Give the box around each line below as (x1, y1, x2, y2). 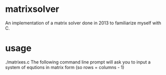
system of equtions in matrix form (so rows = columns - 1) (5, 64, 124, 70)
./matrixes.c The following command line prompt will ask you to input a (5, 59, 151, 65)
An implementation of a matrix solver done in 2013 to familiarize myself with (5, 20, 161, 26)
